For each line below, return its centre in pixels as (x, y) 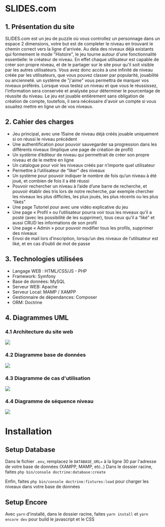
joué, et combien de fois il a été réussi (51, 181)
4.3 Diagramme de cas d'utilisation (48, 378)
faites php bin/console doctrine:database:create (55, 472)
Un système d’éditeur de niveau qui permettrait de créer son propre (81, 155)
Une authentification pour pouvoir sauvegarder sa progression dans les (84, 144)
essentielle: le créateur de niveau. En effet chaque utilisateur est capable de (82, 59)
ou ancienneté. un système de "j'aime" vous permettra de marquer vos (77, 80)
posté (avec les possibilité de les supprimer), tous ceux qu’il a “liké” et (83, 217)
